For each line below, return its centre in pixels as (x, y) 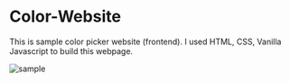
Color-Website (65, 17)
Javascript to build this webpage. (71, 51)
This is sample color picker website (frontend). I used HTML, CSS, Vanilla (145, 41)
